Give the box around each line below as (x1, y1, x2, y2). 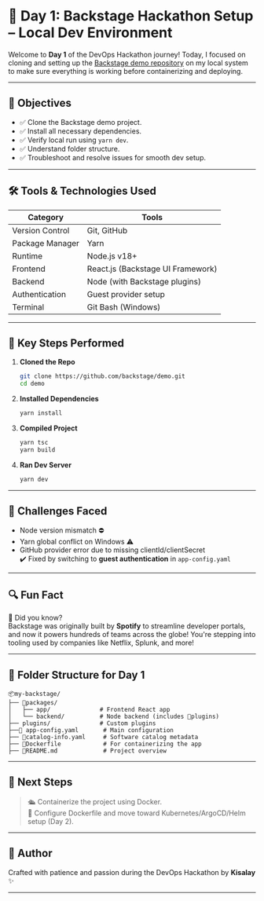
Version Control (12, 225, 70, 236)
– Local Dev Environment (8, 24, 173, 42)
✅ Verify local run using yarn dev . (19, 135, 129, 145)
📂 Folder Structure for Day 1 (8, 668, 145, 682)
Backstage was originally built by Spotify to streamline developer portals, (8, 621, 246, 631)
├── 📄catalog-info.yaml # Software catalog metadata (8, 734, 199, 742)
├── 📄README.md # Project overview (8, 747, 167, 755)
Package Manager (12, 237, 80, 248)
